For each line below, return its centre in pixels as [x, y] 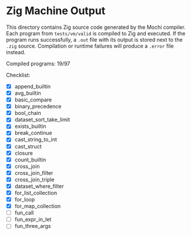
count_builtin [30, 160]
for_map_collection [38, 206]
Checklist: [18, 75]
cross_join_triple [34, 179]
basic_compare [33, 100]
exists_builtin [30, 126]
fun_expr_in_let [33, 220]
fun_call [24, 213]
